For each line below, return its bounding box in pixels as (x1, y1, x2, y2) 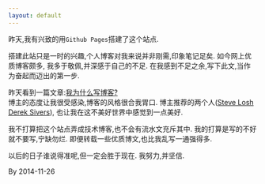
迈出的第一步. (35, 70, 81, 80)
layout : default (8, 11, 62, 20)
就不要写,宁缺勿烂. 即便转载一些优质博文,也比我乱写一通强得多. (8, 133, 213, 143)
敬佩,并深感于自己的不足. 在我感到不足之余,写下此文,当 (66, 61, 244, 70)
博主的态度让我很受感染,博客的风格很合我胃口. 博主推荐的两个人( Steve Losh (8, 97, 255, 107)
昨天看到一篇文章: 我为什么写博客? (8, 88, 119, 97)
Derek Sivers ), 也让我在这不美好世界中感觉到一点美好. (8, 107, 184, 117)
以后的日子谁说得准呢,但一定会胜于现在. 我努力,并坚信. (8, 151, 185, 160)
